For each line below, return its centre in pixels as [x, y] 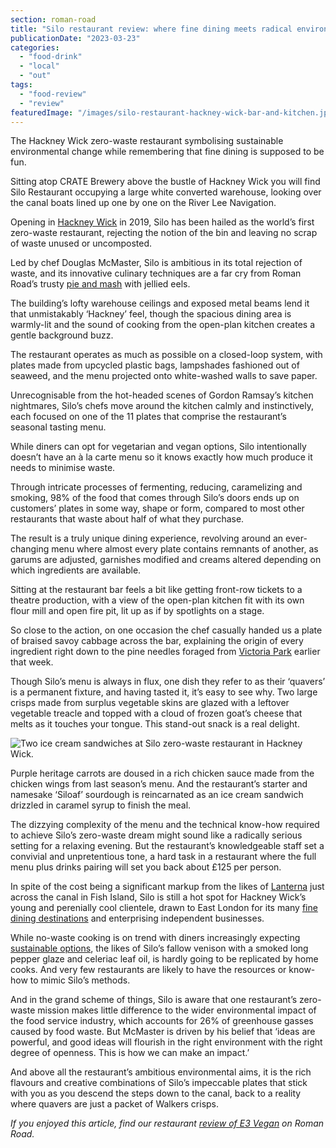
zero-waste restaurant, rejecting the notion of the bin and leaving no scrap [164, 233]
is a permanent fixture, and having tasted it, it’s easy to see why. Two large [164, 692]
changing [30, 549]
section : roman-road [53, 19]
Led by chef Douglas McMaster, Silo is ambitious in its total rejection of [156, 263]
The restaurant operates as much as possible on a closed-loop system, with [166, 355]
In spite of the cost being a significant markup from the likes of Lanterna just [167, 887]
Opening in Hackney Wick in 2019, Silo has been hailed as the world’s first [162, 222]
